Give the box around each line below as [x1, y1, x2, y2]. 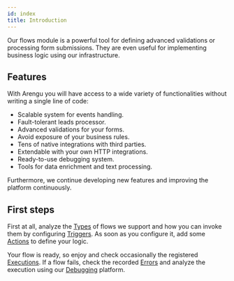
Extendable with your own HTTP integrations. [17, 147, 148, 156]
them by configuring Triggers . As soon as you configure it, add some [7, 230, 206, 238]
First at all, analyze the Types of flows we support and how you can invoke [7, 222, 222, 231]
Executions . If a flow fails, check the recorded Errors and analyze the [7, 258, 206, 266]
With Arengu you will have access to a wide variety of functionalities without [7, 89, 227, 98]
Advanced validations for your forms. [17, 125, 124, 134]
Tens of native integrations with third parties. [17, 140, 147, 149]
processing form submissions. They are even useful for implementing [7, 43, 207, 52]
